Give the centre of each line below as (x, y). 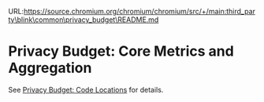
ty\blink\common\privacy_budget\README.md (84, 20)
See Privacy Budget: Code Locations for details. (86, 89)
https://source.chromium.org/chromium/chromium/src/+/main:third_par (139, 11)
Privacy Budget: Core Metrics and (121, 51)
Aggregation (50, 68)
